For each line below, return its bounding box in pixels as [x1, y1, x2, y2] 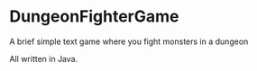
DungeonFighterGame [9, 6, 179, 27]
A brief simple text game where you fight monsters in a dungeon [9, 36, 249, 47]
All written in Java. [9, 53, 78, 64]
